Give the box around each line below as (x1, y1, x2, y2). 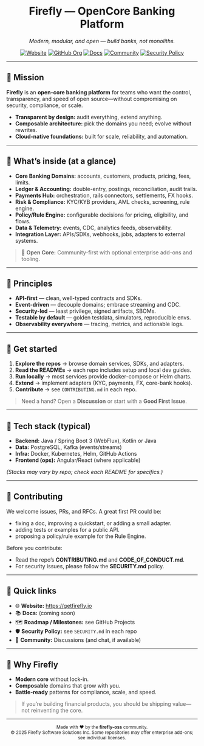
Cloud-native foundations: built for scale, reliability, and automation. (15, 133, 188, 140)
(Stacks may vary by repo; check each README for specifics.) (6, 469, 163, 475)
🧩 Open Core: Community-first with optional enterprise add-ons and (21, 248, 192, 256)
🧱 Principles (6, 278, 53, 288)
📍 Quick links (6, 586, 56, 596)
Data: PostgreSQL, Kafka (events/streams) (15, 444, 123, 451)
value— (172, 700, 192, 708)
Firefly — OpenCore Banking (29, 4, 175, 18)
